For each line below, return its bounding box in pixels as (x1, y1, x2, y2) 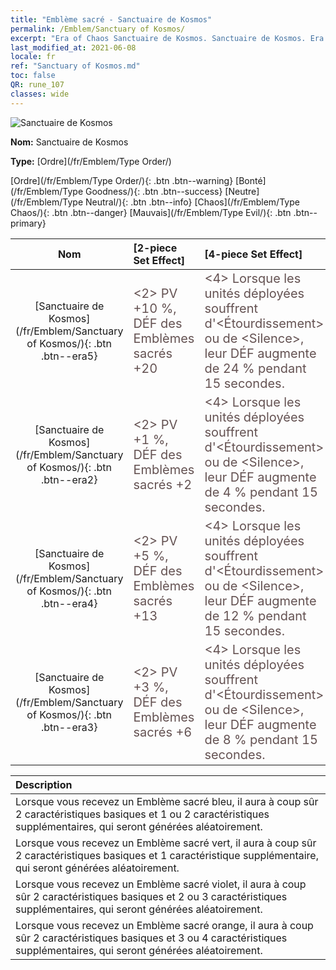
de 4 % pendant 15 (204, 484, 318, 500)
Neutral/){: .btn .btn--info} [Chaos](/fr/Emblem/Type (84, 196, 300, 208)
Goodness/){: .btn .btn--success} (84, 185, 223, 197)
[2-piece (133, 241, 178, 255)
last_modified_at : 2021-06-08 (10, 42, 137, 53)
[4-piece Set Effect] (204, 247, 303, 261)
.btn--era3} (40, 720, 98, 734)
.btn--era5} (40, 349, 98, 363)
